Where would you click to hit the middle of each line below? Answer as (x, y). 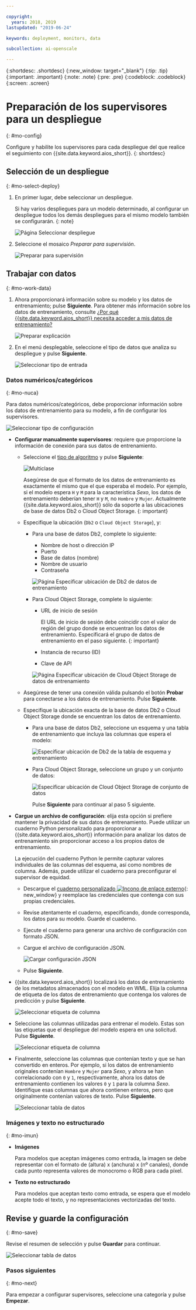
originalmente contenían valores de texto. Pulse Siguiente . (85, 1096)
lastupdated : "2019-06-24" (39, 28)
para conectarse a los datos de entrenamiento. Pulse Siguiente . (100, 698)
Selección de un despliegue (58, 172)
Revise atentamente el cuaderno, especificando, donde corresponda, (107, 912)
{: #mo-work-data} (29, 288)
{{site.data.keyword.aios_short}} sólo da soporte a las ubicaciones (103, 505)
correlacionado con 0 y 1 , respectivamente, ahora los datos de (90, 1077)
